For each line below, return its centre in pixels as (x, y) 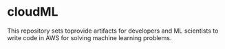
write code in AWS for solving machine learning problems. (89, 37)
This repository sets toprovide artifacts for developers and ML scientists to (113, 31)
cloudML (33, 12)
